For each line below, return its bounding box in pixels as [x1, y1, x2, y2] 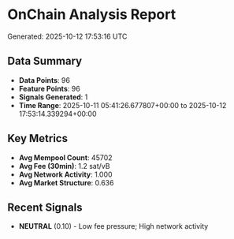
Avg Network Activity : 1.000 [18, 170, 113, 179]
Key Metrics [7, 132, 69, 145]
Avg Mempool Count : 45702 [18, 152, 113, 162]
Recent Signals [7, 200, 84, 214]
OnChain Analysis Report [7, 6, 176, 24]
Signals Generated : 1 [18, 92, 88, 102]
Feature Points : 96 [18, 84, 80, 93]
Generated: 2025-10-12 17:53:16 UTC [7, 32, 128, 41]
